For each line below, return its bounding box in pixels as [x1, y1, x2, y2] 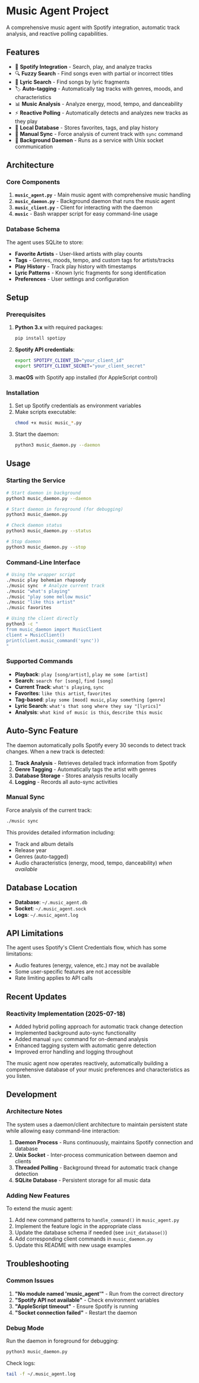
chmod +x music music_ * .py [14, 420, 82, 426]
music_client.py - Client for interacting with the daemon [14, 204, 153, 211]
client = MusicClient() [6, 632, 65, 638]
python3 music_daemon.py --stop [6, 544, 86, 550]
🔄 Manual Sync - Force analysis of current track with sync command [14, 130, 183, 137]
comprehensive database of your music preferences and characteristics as [6, 1066, 190, 1073]
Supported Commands [6, 657, 73, 666]
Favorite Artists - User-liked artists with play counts [14, 250, 143, 257]
